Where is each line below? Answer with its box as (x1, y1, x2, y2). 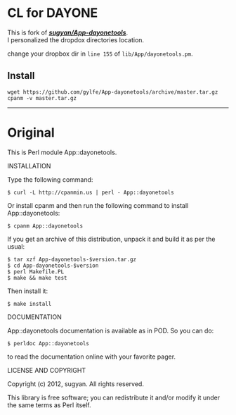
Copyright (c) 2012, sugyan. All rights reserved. (7, 379, 144, 388)
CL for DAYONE (7, 5, 98, 21)
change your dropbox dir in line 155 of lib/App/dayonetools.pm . (7, 49, 193, 58)
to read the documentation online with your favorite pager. (7, 352, 176, 361)
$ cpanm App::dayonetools (7, 222, 83, 230)
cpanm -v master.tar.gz (7, 94, 77, 101)
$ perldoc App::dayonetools (7, 340, 90, 347)
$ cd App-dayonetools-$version (7, 262, 99, 269)
